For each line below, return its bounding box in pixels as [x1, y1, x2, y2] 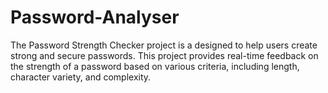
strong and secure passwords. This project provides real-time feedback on [10, 49, 319, 61]
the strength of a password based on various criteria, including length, [10, 60, 300, 72]
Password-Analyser [10, 6, 180, 29]
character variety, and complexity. [10, 71, 152, 83]
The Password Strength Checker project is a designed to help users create [10, 39, 318, 51]
